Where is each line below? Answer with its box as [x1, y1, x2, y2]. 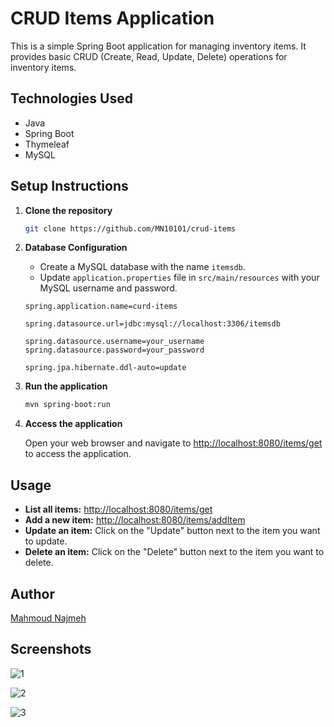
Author [10, 585, 55, 602]
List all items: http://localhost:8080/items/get [24, 503, 213, 516]
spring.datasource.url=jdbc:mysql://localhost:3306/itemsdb [24, 319, 281, 329]
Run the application [24, 380, 108, 392]
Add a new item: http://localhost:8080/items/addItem [24, 514, 246, 526]
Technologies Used [10, 90, 133, 107]
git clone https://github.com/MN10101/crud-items [24, 223, 237, 234]
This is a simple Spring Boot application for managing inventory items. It [10, 40, 307, 52]
